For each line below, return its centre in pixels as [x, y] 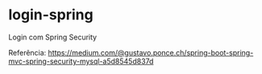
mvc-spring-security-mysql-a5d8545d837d [81, 61]
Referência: [27, 52]
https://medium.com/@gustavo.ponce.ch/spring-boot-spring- [151, 52]
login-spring [51, 15]
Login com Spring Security [53, 37]
